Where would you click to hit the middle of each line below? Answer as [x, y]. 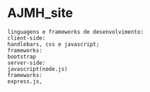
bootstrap [22, 57]
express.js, [25, 81]
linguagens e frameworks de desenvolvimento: [75, 32]
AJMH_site [40, 13]
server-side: [27, 63]
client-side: [27, 38]
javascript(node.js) [38, 69]
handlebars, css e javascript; [53, 44]
